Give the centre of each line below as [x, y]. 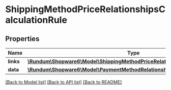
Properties [22, 39]
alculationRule [36, 20]
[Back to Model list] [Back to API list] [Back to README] [64, 82]
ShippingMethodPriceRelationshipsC [85, 9]
